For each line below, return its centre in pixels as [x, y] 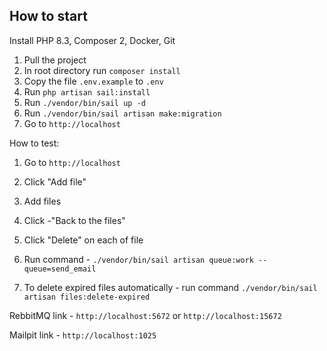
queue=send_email [60, 269]
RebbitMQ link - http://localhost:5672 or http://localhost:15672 [145, 315]
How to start [48, 16]
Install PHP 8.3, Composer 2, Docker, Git [92, 40]
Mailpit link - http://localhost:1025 [83, 335]
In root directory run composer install [102, 70]
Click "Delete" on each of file [83, 240]
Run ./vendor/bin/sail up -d [84, 102]
